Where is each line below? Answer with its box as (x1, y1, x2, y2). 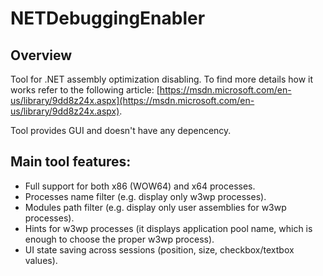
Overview (10, 47, 73, 64)
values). (24, 254, 58, 266)
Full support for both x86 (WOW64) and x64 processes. (24, 180, 256, 192)
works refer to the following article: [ (10, 84, 160, 96)
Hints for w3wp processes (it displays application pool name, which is (24, 222, 313, 234)
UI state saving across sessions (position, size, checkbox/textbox (24, 243, 295, 256)
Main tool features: (10, 153, 132, 171)
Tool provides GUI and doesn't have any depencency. (10, 125, 232, 136)
